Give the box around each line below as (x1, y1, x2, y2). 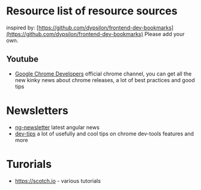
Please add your (144, 30, 185, 37)
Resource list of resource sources (6, 4, 178, 18)
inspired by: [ (6, 24, 39, 31)
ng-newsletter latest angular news (14, 123, 100, 131)
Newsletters (6, 104, 69, 117)
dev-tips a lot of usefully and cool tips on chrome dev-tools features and (14, 130, 194, 137)
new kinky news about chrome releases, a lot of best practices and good (14, 76, 195, 83)
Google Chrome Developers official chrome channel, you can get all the (14, 70, 192, 77)
